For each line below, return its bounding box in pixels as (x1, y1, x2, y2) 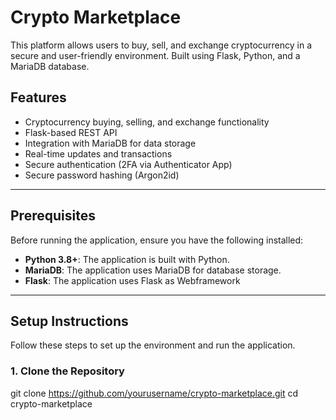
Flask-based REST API (24, 126, 118, 138)
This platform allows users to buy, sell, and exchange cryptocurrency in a (10, 39, 313, 51)
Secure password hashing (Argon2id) (24, 169, 180, 181)
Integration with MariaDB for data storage (24, 137, 197, 149)
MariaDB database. (10, 60, 90, 72)
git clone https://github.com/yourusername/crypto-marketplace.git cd (10, 387, 299, 399)
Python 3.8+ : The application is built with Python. (24, 253, 230, 265)
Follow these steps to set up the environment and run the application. (10, 339, 296, 351)
